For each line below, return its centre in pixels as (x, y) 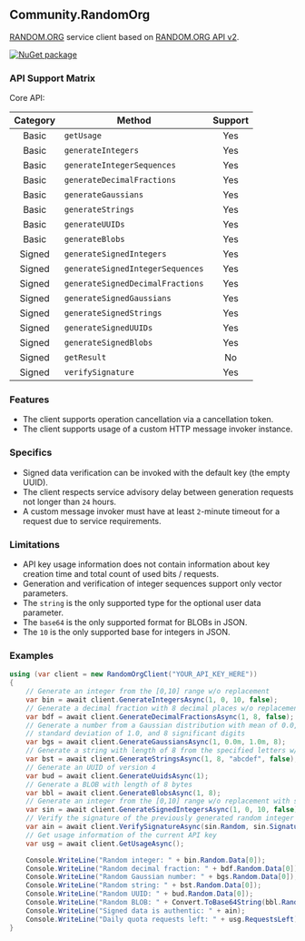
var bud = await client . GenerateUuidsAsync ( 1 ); (117, 776)
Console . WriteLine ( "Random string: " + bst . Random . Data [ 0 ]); (143, 885)
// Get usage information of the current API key (122, 835)
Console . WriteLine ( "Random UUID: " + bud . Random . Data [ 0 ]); (140, 894)
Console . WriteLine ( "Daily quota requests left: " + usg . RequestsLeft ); (164, 919)
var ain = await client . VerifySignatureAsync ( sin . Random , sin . (148, 827)
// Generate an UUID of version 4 (91, 767)
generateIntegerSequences (120, 166)
